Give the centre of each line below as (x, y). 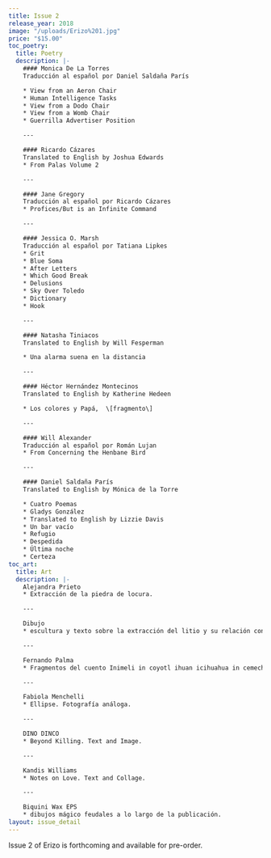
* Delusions (43, 284)
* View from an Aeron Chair (70, 91)
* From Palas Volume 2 (61, 165)
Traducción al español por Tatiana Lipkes (95, 246)
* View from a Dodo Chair (67, 106)
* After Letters (50, 268)
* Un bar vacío (48, 526)
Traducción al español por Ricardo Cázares (97, 202)
